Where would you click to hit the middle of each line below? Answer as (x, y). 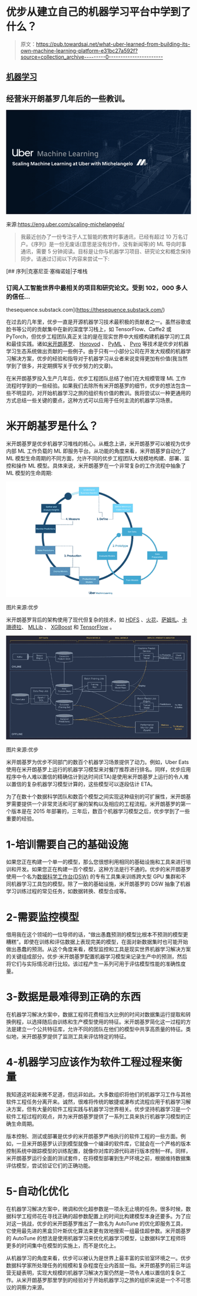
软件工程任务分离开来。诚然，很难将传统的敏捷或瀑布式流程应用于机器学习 (96, 1102)
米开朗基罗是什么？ (52, 426)
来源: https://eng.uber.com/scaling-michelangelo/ (65, 224)
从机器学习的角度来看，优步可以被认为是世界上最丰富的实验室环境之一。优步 (98, 1258)
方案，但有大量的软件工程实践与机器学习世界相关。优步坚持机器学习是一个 (101, 1109)
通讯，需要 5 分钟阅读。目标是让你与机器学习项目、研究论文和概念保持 (106, 251)
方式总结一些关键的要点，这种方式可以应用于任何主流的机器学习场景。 (91, 400)
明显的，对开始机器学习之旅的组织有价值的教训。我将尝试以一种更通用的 (103, 393)
